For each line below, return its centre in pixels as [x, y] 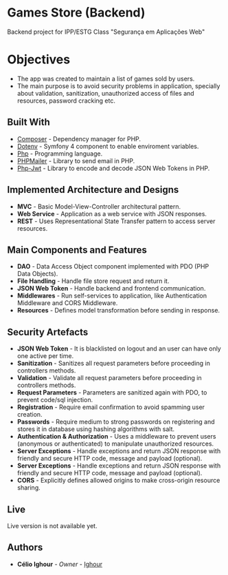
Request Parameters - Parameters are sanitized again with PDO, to [112, 393]
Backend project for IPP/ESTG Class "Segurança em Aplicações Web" [106, 32]
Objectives [39, 60]
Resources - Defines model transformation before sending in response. [118, 311]
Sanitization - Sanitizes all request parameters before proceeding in [114, 364]
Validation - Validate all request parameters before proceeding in [110, 378]
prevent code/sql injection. [55, 400]
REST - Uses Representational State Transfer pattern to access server [116, 221]
